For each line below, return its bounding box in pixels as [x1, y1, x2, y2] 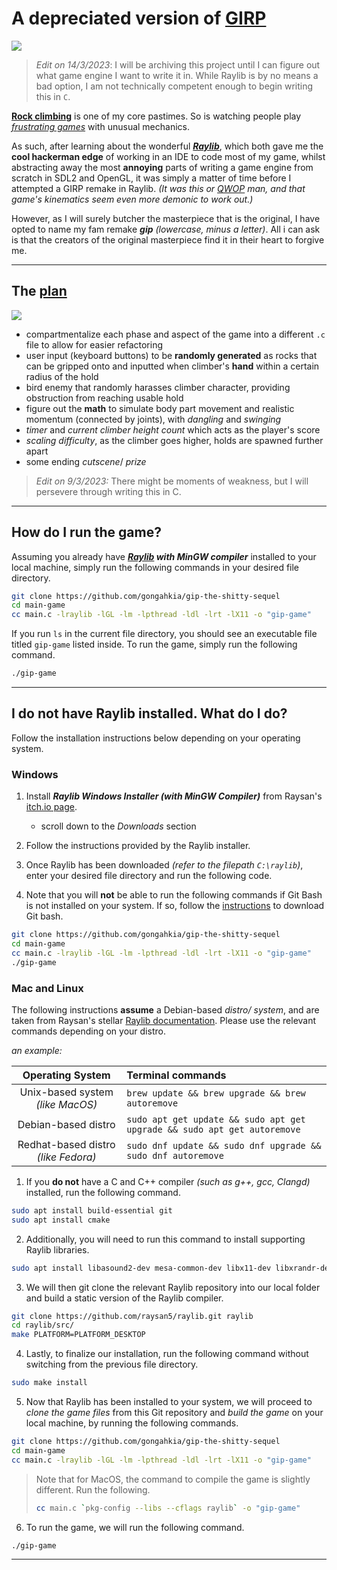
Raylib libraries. [25, 1243, 90, 1256]
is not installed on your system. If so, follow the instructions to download [25, 900, 325, 912]
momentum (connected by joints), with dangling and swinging [25, 413, 282, 425]
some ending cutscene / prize [25, 455, 147, 467]
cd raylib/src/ [11, 1320, 75, 1331]
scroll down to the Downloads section [40, 820, 197, 832]
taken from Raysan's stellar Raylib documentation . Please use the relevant [11, 1014, 317, 1026]
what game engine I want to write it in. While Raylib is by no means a [35, 69, 319, 81]
